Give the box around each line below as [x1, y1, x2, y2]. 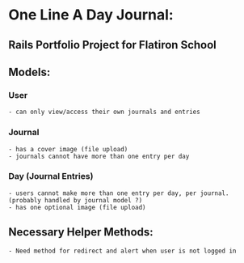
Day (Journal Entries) [8, 171, 94, 182]
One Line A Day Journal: [8, 6, 174, 24]
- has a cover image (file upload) [8, 145, 128, 153]
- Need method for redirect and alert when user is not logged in [8, 247, 237, 255]
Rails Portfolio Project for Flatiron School [8, 38, 217, 52]
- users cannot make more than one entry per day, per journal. [8, 189, 229, 197]
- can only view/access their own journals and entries [8, 108, 200, 117]
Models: [8, 65, 51, 78]
